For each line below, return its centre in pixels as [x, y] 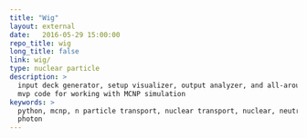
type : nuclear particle [55, 69]
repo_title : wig [40, 43]
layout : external [42, 26]
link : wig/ [30, 60]
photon [30, 119]
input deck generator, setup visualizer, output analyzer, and [140, 85]
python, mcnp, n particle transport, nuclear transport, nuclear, [147, 111]
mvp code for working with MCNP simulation [101, 94]
